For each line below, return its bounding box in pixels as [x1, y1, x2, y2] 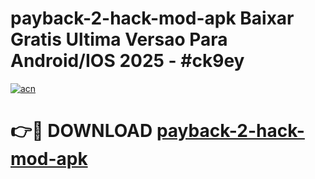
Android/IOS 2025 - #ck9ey [10, 50, 245, 72]
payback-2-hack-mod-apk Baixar [10, 7, 295, 30]
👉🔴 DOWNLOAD [10, 120, 153, 142]
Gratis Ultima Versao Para [10, 28, 228, 51]
